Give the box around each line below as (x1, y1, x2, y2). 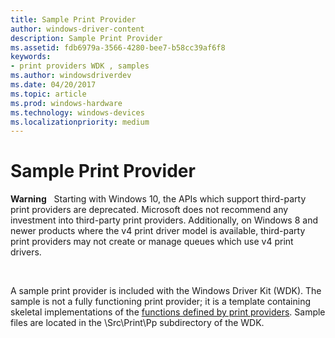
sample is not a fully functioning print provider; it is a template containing (10, 296, 312, 308)
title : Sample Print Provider (10, 14, 137, 25)
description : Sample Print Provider (10, 33, 163, 43)
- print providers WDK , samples (10, 61, 150, 71)
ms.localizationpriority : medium (10, 117, 150, 127)
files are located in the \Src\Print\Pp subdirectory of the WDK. (10, 317, 265, 329)
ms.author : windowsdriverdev (10, 71, 132, 81)
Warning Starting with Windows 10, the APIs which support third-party (10, 193, 307, 205)
